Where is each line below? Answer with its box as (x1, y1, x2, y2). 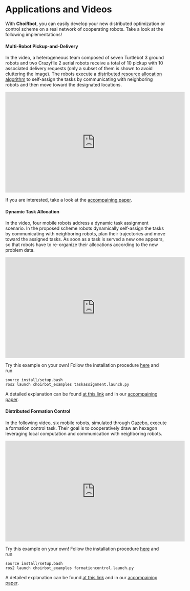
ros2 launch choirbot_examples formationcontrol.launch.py (5, 565, 134, 571)
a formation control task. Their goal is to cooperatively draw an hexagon (5, 425, 158, 431)
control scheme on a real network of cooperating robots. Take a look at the (5, 26, 163, 32)
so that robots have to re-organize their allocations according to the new (5, 242, 158, 248)
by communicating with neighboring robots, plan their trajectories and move (5, 231, 165, 237)
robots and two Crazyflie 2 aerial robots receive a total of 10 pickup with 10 (5, 60, 163, 66)
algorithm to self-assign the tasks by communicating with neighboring (5, 76, 153, 82)
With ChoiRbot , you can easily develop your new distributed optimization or (5, 20, 165, 27)
